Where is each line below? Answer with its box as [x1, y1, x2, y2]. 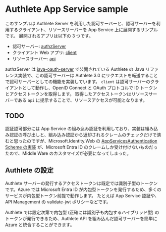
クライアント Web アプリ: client [12, 49, 77, 55]
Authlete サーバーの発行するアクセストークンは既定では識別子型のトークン [5, 180, 158, 186]
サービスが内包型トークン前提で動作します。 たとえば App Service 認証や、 [5, 192, 160, 198]
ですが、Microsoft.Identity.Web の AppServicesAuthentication [31, 138, 158, 144]
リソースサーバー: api [12, 55, 56, 61]
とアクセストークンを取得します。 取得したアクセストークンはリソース [5, 91, 149, 97]
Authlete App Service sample [5, 3, 128, 15]
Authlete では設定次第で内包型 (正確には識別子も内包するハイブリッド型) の [5, 209, 160, 215]
